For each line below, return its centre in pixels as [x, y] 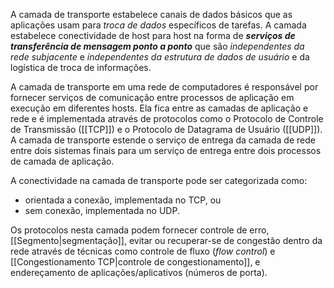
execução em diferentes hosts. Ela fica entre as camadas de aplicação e [159, 108]
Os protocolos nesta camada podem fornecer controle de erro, [140, 230]
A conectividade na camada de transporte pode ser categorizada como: [159, 180]
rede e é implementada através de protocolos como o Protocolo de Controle [167, 118]
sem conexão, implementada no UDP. [102, 210]
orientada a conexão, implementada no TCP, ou [123, 200]
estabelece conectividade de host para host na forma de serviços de [153, 35]
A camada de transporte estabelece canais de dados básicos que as [151, 14]
